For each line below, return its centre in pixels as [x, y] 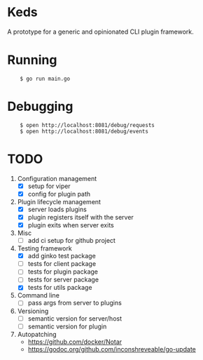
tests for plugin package [63, 272]
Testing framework [44, 248]
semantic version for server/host [75, 318]
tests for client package [62, 264]
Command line [38, 295]
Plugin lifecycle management [59, 201]
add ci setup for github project [71, 241]
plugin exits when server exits [71, 225]
